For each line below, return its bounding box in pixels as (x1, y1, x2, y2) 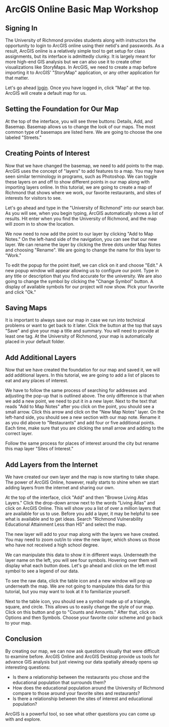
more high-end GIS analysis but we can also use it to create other (5, 59, 141, 64)
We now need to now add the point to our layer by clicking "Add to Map (5, 231, 154, 237)
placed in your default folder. (5, 339, 66, 345)
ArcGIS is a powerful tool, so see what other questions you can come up (5, 711, 155, 717)
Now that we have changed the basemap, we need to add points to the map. (5, 162, 164, 168)
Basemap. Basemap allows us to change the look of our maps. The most (5, 123, 155, 130)
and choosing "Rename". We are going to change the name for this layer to (5, 247, 160, 253)
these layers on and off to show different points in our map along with (5, 178, 150, 185)
